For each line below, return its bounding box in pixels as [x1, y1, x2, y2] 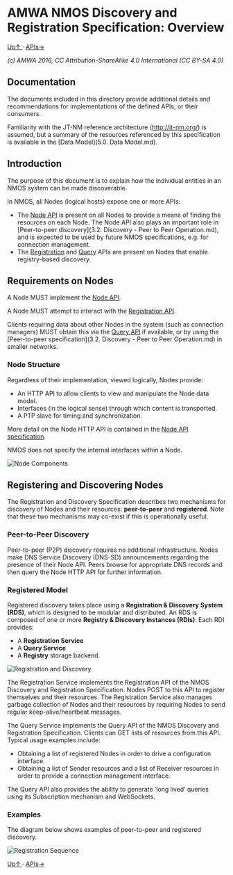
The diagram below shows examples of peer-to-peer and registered [7, 826, 202, 834]
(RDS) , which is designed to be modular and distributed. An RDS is [7, 608, 198, 616]
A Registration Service [17, 637, 84, 645]
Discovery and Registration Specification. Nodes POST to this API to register [7, 686, 225, 694]
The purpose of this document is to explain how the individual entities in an [7, 176, 222, 185]
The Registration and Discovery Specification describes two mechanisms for [7, 498, 226, 506]
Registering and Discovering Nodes [7, 480, 164, 491]
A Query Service [17, 644, 67, 653]
